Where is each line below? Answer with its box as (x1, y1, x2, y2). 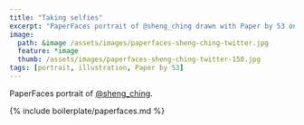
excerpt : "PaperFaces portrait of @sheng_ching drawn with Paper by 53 (9, 22, 285, 31)
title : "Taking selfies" (9, 13, 103, 22)
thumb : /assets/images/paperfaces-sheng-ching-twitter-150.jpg (17, 55, 261, 64)
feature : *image (17, 47, 79, 56)
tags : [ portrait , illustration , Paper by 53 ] (9, 64, 184, 73)
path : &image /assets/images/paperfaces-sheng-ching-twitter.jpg (17, 38, 270, 48)
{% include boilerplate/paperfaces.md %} (9, 105, 166, 116)
